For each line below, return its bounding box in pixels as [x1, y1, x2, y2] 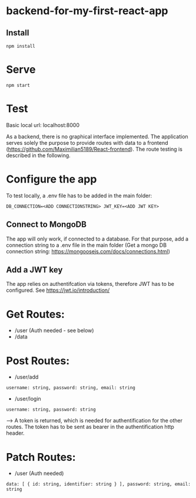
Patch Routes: [6, 450, 76, 464]
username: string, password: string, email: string [6, 385, 135, 391]
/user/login [14, 395, 41, 402]
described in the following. [6, 152, 71, 159]
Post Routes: [6, 354, 69, 367]
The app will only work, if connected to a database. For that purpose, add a [6, 235, 189, 242]
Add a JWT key [6, 265, 63, 275]
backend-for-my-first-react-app [6, 4, 169, 18]
